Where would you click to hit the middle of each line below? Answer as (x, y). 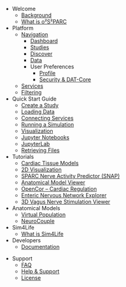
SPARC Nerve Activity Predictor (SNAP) (70, 176)
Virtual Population (43, 215)
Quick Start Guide (34, 99)
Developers (26, 240)
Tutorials (23, 157)
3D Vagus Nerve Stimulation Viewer (66, 202)
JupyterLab (35, 144)
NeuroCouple (38, 221)
